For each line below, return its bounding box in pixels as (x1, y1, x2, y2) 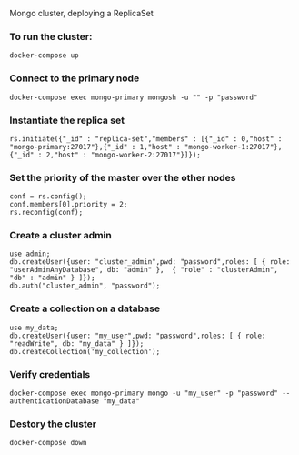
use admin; (9, 249, 51, 258)
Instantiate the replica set (9, 114, 125, 126)
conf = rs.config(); (9, 192, 88, 201)
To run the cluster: (9, 30, 93, 43)
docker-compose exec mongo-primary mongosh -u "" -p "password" (9, 93, 258, 102)
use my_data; (9, 323, 59, 332)
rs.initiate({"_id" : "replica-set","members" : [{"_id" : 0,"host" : (9, 134, 283, 144)
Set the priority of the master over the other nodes (9, 171, 236, 184)
